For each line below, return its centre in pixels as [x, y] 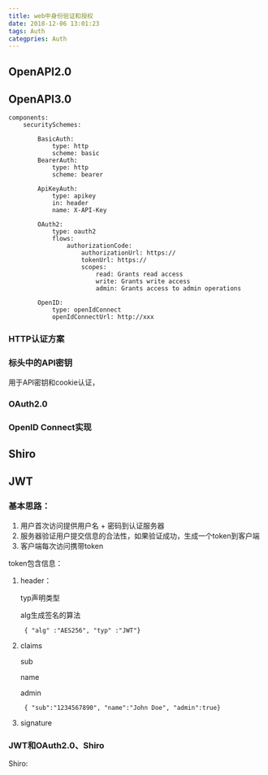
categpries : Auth [38, 39]
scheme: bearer [78, 175]
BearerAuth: [58, 161]
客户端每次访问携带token [62, 546]
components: [28, 118]
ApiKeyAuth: [58, 189]
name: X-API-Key [79, 211]
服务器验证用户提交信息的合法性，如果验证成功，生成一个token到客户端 [140, 536]
